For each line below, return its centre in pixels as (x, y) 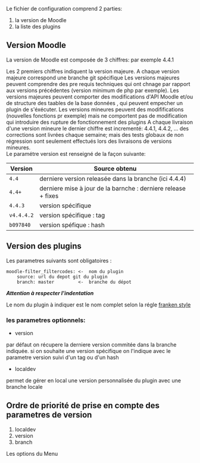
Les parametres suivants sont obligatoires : (59, 260)
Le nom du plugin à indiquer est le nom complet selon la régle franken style (99, 305)
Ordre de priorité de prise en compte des (83, 406)
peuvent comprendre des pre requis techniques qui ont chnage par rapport (98, 84)
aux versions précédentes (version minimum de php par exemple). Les (93, 90)
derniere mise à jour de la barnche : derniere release (113, 188)
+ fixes (49, 195)
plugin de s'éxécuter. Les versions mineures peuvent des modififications (95, 109)
